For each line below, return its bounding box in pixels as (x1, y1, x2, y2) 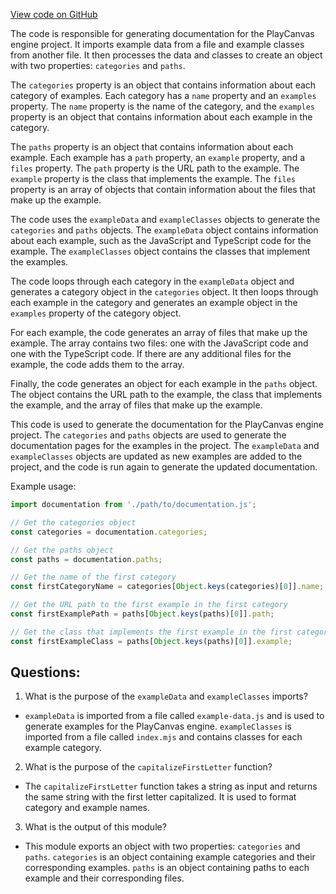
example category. (24, 742, 102, 754)
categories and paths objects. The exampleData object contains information (10, 224, 319, 236)
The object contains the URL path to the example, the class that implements (10, 389, 323, 400)
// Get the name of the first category (10, 572, 177, 583)
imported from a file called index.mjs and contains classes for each (24, 731, 303, 743)
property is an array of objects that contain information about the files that (10, 184, 316, 195)
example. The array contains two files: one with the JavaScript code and (10, 337, 309, 349)
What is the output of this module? (24, 821, 167, 833)
